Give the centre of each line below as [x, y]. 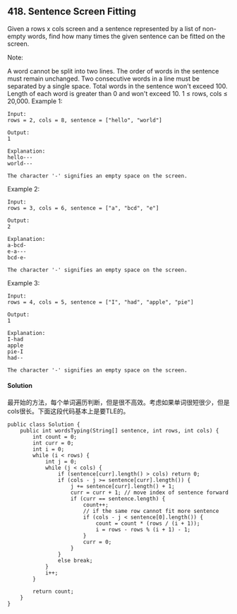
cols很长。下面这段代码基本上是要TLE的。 [68, 411]
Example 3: [24, 283]
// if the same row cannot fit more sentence [151, 512]
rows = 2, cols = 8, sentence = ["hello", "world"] [85, 120]
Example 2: [24, 189]
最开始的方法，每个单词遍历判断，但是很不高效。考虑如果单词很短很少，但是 [119, 403]
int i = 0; [49, 449]
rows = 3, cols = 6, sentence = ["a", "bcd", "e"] [83, 208]
